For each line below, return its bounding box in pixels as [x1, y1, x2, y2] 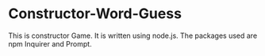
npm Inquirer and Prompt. [8, 39, 93, 48]
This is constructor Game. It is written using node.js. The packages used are [8, 31, 258, 40]
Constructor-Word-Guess [8, 5, 182, 23]
